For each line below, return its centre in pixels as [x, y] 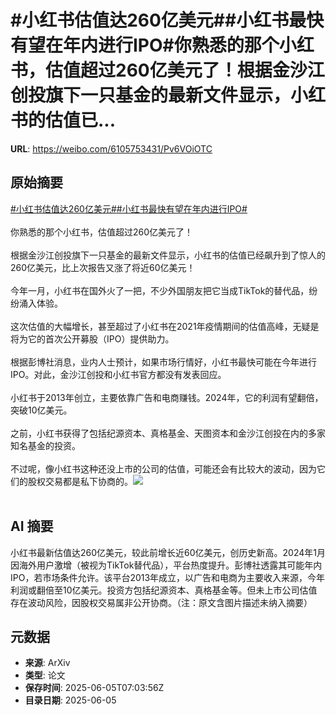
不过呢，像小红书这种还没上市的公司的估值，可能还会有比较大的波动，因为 [163, 468]
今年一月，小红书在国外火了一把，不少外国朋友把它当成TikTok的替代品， [160, 290]
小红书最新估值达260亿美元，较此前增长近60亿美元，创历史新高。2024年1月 [168, 552]
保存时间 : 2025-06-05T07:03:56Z [94, 688]
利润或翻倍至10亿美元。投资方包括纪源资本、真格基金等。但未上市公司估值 [164, 590]
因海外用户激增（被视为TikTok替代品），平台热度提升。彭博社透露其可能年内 [166, 565]
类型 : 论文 [45, 675]
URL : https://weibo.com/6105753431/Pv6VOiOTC [111, 148]
